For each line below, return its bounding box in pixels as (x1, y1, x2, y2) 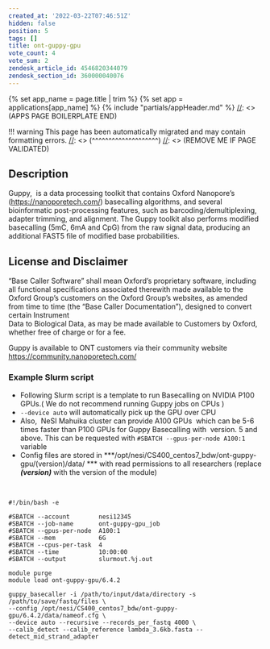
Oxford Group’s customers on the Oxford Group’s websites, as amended (8, 293, 248, 303)
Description (8, 167, 69, 181)
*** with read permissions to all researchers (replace (86, 459, 262, 468)
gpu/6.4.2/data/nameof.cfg (8, 611, 99, 619)
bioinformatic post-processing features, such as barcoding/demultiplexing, (8, 206, 257, 215)
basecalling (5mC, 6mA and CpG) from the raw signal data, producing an (8, 223, 251, 232)
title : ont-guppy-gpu (8, 42, 81, 50)
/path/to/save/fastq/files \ (8, 597, 106, 605)
